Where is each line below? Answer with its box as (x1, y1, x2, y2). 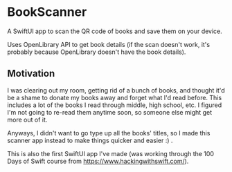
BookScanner (7, 4, 87, 20)
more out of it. (7, 115, 48, 124)
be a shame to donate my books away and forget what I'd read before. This (7, 93, 222, 102)
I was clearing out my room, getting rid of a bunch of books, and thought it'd (7, 86, 225, 94)
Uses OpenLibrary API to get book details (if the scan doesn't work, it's (7, 40, 210, 48)
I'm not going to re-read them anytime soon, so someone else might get (7, 108, 213, 116)
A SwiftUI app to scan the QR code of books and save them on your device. (7, 27, 223, 35)
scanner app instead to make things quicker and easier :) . (7, 136, 173, 144)
